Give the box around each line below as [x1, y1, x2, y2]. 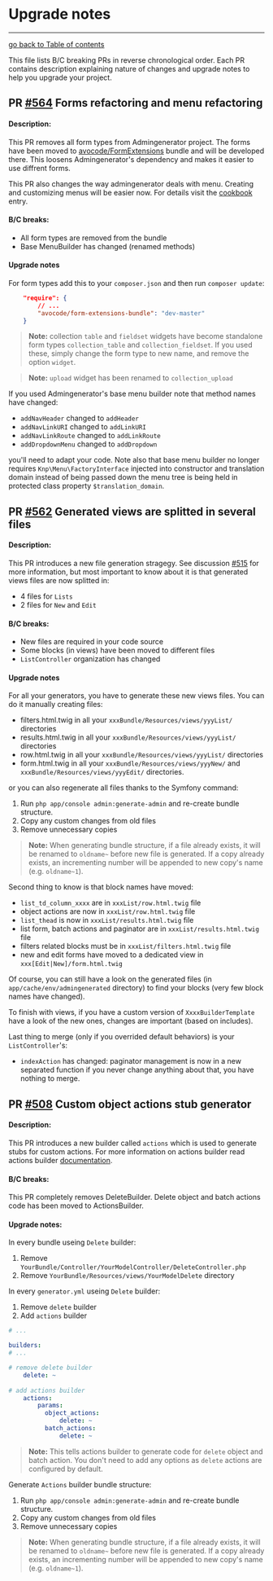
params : [37, 1402, 63, 1410]
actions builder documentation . [8, 1156, 113, 1166]
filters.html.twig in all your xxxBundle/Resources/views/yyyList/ [19, 715, 233, 725]
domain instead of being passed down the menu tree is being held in [8, 472, 238, 482]
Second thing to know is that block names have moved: [8, 882, 193, 892]
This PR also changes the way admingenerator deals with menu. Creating [8, 178, 254, 188]
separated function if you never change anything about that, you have [19, 1065, 254, 1075]
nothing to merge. [19, 1074, 80, 1083]
